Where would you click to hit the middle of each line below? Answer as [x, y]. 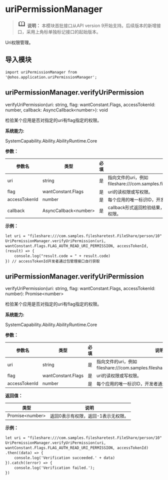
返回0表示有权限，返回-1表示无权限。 [89, 415]
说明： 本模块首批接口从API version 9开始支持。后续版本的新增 [92, 25]
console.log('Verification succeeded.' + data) [64, 458]
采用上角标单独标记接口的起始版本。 [63, 31]
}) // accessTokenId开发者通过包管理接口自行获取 [52, 261]
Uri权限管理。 [19, 42]
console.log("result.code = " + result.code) [62, 256]
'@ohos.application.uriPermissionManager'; [51, 77]
